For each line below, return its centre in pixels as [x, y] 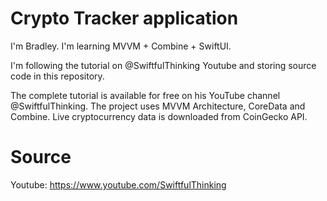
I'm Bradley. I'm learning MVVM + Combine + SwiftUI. [121, 46]
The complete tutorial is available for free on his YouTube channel [145, 95]
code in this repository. [57, 76]
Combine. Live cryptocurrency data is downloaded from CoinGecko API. [159, 116]
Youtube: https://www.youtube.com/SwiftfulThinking [118, 184]
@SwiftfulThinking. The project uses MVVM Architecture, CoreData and [158, 106]
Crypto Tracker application [124, 18]
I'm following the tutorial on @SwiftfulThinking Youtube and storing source [163, 65]
